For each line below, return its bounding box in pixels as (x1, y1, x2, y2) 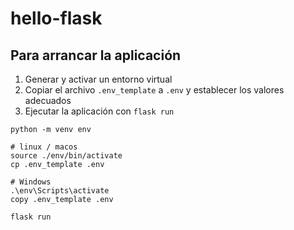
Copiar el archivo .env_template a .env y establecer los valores (24, 84, 285, 96)
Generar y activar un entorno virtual (24, 73, 173, 85)
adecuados (24, 95, 72, 106)
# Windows (10, 177, 52, 187)
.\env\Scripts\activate (10, 186, 110, 196)
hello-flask (10, 7, 103, 30)
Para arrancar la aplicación (10, 47, 182, 64)
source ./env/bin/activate (10, 151, 123, 161)
